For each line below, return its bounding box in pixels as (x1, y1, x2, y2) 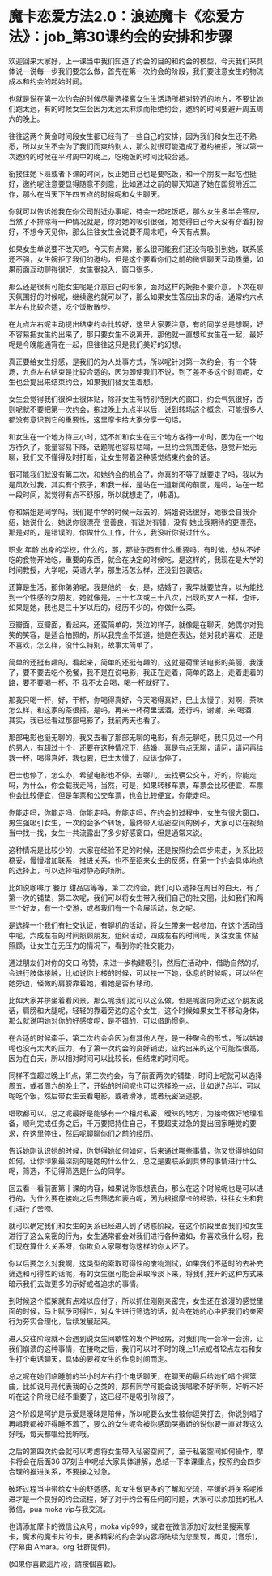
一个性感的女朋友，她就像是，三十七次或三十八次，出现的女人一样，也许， (15, 592, 264, 602)
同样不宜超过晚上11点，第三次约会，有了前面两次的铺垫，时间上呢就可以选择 (8, 1070, 263, 1080)
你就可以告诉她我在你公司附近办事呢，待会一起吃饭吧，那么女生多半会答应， (8, 206, 264, 216)
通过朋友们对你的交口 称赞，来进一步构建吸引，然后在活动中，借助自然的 (8, 958, 252, 968)
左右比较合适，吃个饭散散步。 (15, 301, 115, 311)
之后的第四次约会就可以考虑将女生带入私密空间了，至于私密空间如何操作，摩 (8, 1446, 264, 1456)
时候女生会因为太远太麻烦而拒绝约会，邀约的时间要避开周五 (57, 103, 257, 114)
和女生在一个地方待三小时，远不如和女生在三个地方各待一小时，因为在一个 (8, 431, 257, 441)
